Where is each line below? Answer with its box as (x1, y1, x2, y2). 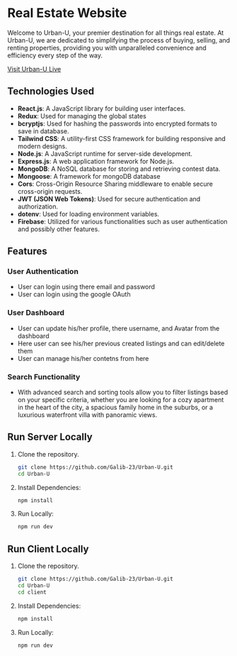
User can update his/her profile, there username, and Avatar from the (17, 324, 220, 333)
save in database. (17, 126, 69, 135)
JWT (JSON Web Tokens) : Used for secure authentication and (17, 194, 201, 203)
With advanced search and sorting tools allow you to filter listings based (17, 388, 229, 396)
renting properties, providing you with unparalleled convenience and (7, 43, 207, 52)
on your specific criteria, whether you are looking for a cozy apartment (17, 396, 224, 404)
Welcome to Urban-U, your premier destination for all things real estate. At (7, 28, 224, 37)
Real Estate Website (7, 5, 127, 21)
